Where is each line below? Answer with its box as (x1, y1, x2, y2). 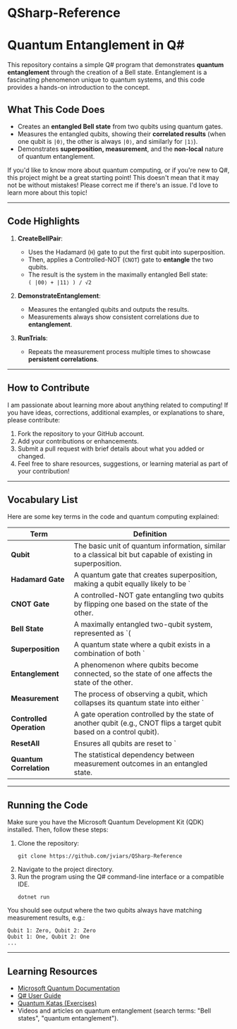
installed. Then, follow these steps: (7, 825, 109, 834)
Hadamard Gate (11, 575, 65, 585)
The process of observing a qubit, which (73, 689, 208, 699)
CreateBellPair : (17, 234, 63, 243)
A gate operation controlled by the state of (73, 710, 214, 719)
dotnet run (17, 894, 50, 901)
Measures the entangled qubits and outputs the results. (28, 305, 189, 313)
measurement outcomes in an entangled (73, 759, 208, 769)
